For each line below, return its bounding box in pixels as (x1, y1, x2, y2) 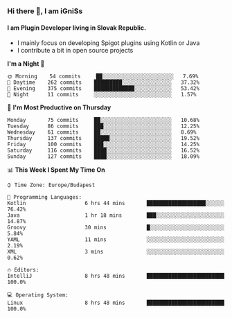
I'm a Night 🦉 (7, 60, 45, 68)
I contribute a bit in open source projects (17, 46, 134, 55)
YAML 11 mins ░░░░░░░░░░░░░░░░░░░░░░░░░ (7, 236, 225, 243)
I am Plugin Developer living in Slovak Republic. (7, 24, 147, 32)
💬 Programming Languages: (7, 194, 82, 201)
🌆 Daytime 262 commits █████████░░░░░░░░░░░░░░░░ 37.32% (7, 79, 199, 86)
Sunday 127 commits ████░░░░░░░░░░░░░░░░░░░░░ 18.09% (7, 153, 199, 160)
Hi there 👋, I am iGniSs (7, 6, 83, 16)
